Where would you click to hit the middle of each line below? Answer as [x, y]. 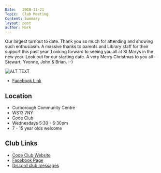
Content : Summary [22, 18]
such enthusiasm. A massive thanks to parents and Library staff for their [77, 47]
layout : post [18, 23]
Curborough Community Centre [44, 108]
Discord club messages [36, 165]
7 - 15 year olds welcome [37, 128]
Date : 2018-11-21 [25, 9]
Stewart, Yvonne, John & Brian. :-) [39, 62]
